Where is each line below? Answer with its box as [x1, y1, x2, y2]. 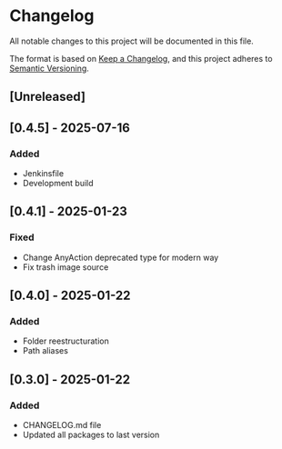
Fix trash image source [22, 261, 109, 273]
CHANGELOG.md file [22, 420, 102, 431]
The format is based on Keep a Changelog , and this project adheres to [9, 53, 273, 64]
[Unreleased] [9, 89, 86, 105]
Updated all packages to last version [22, 429, 160, 441]
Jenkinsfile [22, 168, 65, 179]
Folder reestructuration [22, 335, 109, 346]
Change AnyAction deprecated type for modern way [22, 252, 219, 263]
